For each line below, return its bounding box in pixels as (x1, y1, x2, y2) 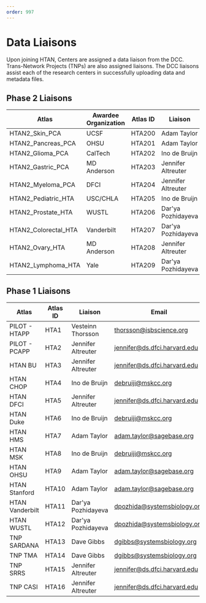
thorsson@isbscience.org (114, 326, 188, 334)
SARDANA (9, 541, 39, 550)
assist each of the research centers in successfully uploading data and (6, 69, 185, 76)
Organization (86, 119, 126, 128)
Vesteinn (71, 322, 97, 331)
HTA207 (131, 226, 156, 234)
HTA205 (131, 194, 156, 203)
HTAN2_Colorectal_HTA (9, 226, 78, 234)
